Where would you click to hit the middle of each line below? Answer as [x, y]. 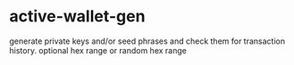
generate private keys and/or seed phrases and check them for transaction [147, 41]
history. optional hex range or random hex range [98, 50]
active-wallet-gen [77, 16]
